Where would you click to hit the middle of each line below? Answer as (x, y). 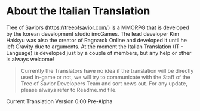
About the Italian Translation (78, 11)
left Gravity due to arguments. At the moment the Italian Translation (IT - (95, 47)
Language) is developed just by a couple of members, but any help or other (99, 53)
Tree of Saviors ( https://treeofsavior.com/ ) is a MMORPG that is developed (98, 27)
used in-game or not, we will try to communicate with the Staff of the (106, 77)
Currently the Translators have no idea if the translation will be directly (107, 70)
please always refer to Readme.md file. (69, 90)
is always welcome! (30, 59)
